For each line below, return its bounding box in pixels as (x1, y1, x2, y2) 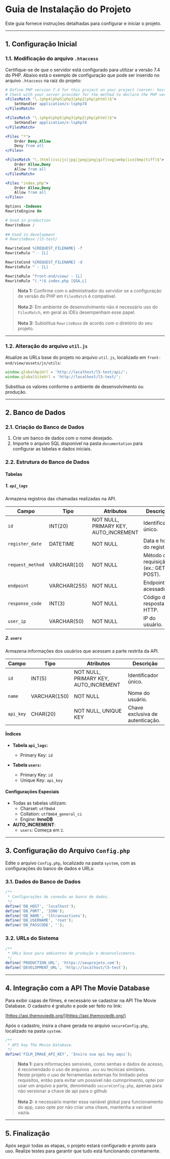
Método (143, 552, 162, 559)
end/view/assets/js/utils (5, 361, 60, 366)
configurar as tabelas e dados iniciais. (12, 446, 92, 452)
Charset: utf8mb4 (20, 806, 56, 812)
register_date (8, 541, 42, 546)
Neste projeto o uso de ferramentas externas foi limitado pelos (17, 1072, 148, 1078)
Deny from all (14, 143, 44, 148)
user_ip (8, 618, 26, 624)
